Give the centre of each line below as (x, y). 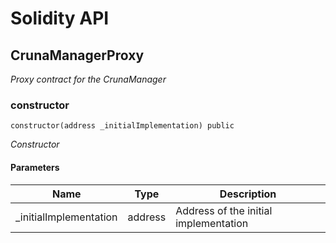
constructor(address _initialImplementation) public (122, 126)
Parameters (35, 167)
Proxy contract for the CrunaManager (88, 79)
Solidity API (60, 18)
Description (248, 194)
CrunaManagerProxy (77, 55)
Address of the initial (224, 210)
